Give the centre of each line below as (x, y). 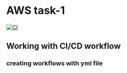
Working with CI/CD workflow (63, 46)
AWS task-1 (36, 11)
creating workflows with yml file (54, 63)
